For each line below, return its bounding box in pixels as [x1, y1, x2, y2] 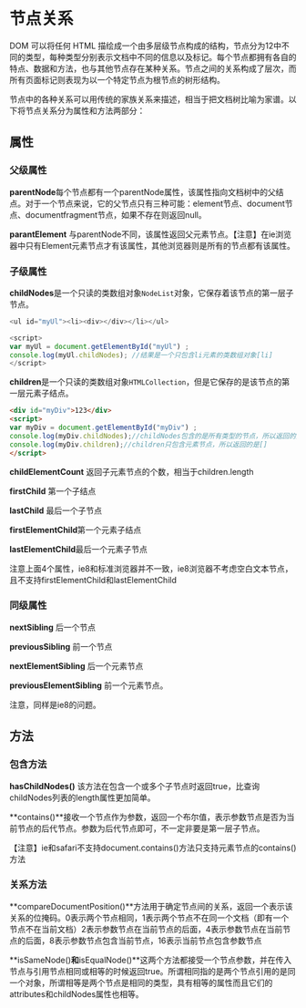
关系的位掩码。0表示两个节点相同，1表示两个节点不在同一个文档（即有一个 [9, 912, 290, 923]
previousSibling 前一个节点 [9, 641, 113, 652]
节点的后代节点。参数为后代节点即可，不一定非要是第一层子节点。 [16, 822, 265, 834]
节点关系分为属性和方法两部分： [25, 105, 146, 116]
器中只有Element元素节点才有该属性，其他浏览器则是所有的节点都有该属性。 [9, 240, 296, 251]
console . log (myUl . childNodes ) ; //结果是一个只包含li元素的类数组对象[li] [9, 350, 273, 360]
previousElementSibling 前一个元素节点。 [9, 680, 168, 691]
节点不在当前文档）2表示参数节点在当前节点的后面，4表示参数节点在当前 [9, 923, 283, 934]
